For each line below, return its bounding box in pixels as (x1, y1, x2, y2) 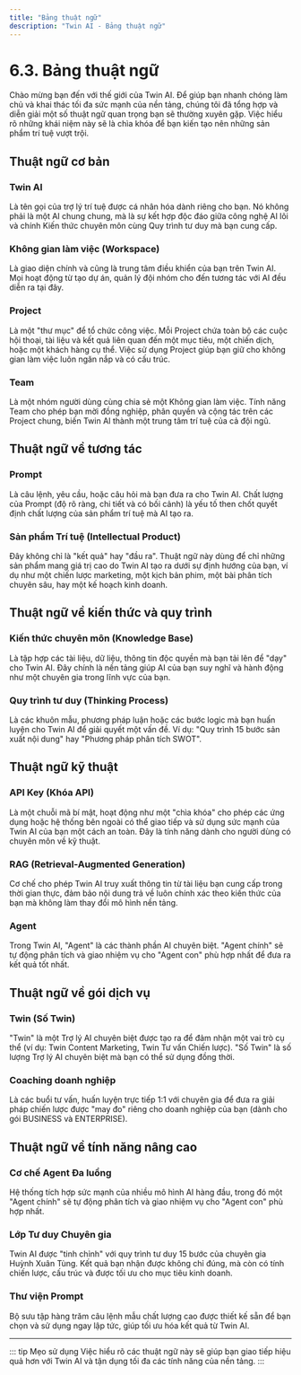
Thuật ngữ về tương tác (9, 442, 142, 457)
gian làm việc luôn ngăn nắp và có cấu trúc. (9, 354, 170, 364)
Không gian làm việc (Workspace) (9, 243, 160, 256)
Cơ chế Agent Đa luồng (9, 1166, 112, 1178)
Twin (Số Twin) (9, 1012, 76, 1024)
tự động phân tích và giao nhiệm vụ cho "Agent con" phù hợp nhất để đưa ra (9, 950, 291, 960)
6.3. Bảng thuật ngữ (9, 60, 159, 81)
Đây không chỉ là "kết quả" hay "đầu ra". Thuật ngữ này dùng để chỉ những (9, 551, 285, 561)
